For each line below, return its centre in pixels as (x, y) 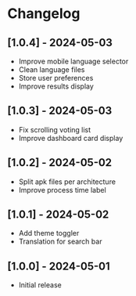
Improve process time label (62, 190)
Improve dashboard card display (71, 138)
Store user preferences (56, 78)
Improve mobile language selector (73, 61)
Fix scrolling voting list (55, 129)
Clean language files (52, 70)
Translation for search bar (60, 242)
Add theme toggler (49, 233)
